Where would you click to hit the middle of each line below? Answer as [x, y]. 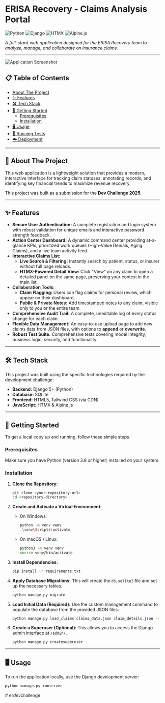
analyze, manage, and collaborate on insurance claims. [62, 48]
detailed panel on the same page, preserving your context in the [84, 277]
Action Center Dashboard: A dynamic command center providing [79, 240]
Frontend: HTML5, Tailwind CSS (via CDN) [55, 400]
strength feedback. [31, 235]
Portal [18, 19]
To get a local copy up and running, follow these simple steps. [68, 437]
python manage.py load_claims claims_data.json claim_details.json [82, 618]
